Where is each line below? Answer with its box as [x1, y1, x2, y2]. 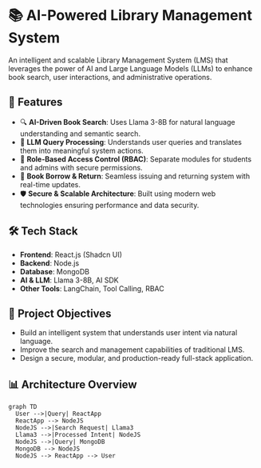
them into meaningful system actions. [19, 146, 144, 155]
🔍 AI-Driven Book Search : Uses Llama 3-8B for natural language [19, 117, 235, 126]
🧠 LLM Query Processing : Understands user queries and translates [19, 137, 242, 146]
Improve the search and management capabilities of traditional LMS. [19, 345, 245, 354]
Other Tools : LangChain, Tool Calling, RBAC [19, 283, 165, 293]
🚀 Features [8, 95, 63, 109]
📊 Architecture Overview [8, 378, 137, 391]
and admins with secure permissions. [19, 162, 143, 172]
